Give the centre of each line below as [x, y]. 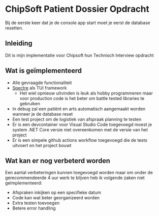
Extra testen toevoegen [36, 203]
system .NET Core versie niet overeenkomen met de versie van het [80, 129]
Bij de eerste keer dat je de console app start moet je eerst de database [78, 23]
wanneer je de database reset [42, 114]
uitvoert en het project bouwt [42, 145]
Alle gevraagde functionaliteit [42, 83]
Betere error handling [34, 208]
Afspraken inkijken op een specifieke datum [57, 192]
